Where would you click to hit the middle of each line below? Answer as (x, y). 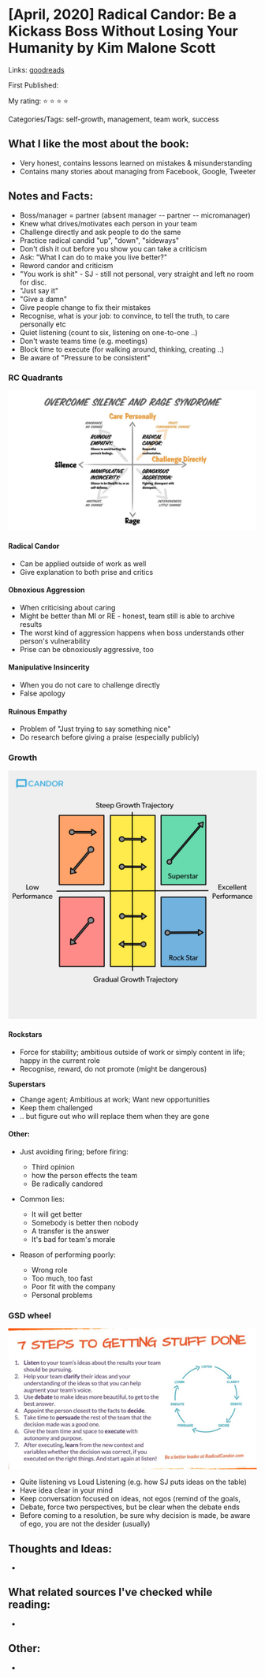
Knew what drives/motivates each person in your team (108, 223)
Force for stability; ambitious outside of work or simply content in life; (132, 1052)
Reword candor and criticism (66, 265)
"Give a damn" (43, 299)
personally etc (43, 324)
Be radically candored (67, 1184)
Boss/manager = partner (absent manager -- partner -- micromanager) (135, 215)
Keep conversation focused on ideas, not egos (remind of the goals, (130, 1499)
